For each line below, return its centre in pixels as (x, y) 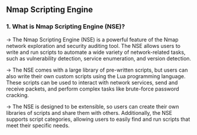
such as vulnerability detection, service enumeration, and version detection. (98, 58)
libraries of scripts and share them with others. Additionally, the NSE (89, 112)
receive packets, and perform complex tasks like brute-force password (93, 89)
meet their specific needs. (38, 125)
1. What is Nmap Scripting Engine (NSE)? (66, 27)
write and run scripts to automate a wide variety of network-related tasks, (96, 52)
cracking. (18, 95)
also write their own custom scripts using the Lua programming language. (96, 76)
